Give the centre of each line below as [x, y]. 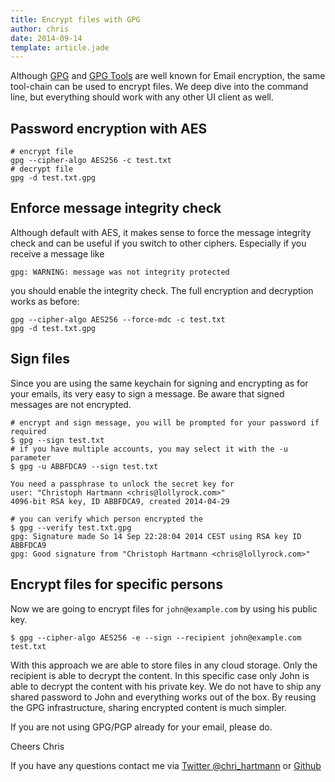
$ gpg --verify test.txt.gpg [71, 527]
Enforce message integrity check [116, 208]
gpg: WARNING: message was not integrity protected [120, 272]
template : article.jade [60, 47]
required [28, 431]
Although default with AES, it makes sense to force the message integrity [161, 232]
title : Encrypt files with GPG [75, 19]
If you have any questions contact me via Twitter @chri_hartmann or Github [166, 765]
